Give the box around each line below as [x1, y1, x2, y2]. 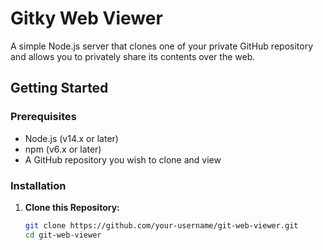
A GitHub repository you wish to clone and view [24, 153, 222, 166]
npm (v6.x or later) [24, 143, 102, 155]
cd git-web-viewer [24, 230, 102, 240]
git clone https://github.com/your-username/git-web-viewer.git [24, 220, 299, 231]
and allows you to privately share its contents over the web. [10, 50, 256, 62]
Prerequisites [10, 110, 77, 124]
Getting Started [10, 80, 109, 97]
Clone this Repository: [24, 201, 120, 213]
